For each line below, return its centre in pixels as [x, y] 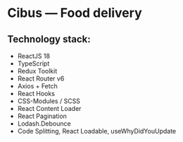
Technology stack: [49, 39]
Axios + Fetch [38, 86]
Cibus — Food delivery [75, 13]
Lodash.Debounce [44, 124]
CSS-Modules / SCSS [49, 101]
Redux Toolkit [37, 71]
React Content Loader [49, 108]
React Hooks [36, 94]
